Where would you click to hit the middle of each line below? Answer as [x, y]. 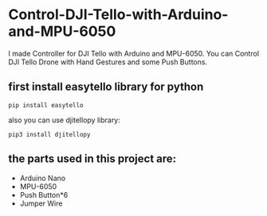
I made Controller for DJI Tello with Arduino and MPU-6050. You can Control [134, 53]
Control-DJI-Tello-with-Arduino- [118, 15]
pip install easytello [46, 105]
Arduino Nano [43, 178]
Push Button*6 [44, 195]
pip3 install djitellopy [49, 134]
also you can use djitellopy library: [65, 120]
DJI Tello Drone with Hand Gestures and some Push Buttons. [108, 62]
